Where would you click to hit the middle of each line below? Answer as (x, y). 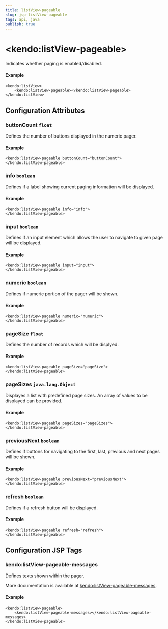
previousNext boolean (32, 440)
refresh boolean (25, 497)
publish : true (20, 24)
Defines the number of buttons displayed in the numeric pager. (71, 136)
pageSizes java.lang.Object (40, 384)
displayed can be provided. (34, 401)
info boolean (20, 176)
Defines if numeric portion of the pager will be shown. (62, 294)
